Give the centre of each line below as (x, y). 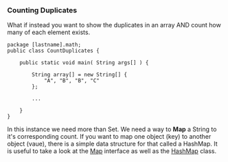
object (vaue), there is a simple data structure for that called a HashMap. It (112, 144)
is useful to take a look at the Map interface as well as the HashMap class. (112, 151)
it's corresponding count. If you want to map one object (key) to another (109, 137)
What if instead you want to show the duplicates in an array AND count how (114, 25)
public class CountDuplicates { (53, 51)
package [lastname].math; (44, 45)
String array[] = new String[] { (80, 75)
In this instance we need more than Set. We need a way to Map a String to (112, 129)
